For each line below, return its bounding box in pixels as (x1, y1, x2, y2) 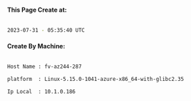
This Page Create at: (7, 6, 67, 14)
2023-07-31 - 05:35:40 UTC (7, 27, 85, 34)
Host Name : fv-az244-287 (7, 63, 82, 71)
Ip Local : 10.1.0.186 (7, 89, 76, 95)
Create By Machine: (7, 42, 66, 50)
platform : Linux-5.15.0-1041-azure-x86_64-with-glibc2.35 (7, 76, 185, 83)
